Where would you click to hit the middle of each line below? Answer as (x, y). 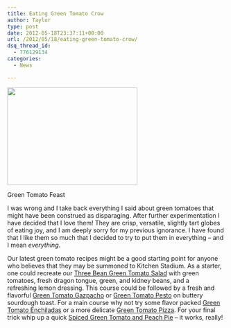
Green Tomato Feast (36, 194)
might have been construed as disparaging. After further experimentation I (113, 215)
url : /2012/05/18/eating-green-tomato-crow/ (72, 40)
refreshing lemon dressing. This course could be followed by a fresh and (111, 288)
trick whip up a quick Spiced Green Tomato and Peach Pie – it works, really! (115, 317)
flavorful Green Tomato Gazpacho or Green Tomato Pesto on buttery (105, 295)
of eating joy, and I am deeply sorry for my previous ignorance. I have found (115, 230)
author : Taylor (29, 20)
